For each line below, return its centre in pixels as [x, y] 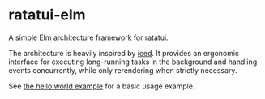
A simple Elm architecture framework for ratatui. [88, 37]
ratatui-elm [47, 15]
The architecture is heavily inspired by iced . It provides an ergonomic [124, 53]
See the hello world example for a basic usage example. [102, 86]
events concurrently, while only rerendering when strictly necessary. [123, 70]
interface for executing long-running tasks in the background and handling [133, 62]
